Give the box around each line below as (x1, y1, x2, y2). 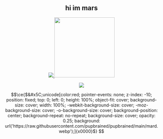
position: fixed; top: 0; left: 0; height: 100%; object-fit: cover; (6, 97, 129, 103)
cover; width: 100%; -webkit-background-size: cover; (25, 102, 134, 108)
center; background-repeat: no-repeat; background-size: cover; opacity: (7, 112, 156, 118)
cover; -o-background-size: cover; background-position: (42, 107, 158, 113)
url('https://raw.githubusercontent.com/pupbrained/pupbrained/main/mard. (5, 123, 158, 129)
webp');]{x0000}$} (58, 128, 98, 134)
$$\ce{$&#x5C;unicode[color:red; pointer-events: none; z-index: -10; (10, 91, 153, 98)
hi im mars (65, 4, 98, 12)
